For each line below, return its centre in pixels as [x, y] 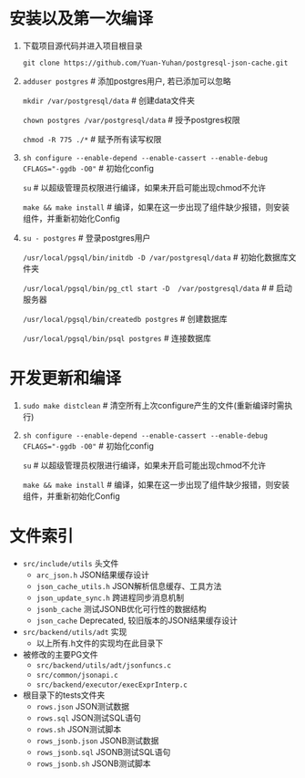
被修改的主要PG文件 [60, 654]
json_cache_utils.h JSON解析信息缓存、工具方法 [129, 586]
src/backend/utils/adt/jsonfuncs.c [103, 665]
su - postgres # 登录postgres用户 [86, 237]
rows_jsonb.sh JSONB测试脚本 [93, 763]
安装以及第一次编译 [81, 19]
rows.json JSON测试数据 [83, 706]
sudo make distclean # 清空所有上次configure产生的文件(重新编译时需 [153, 405]
